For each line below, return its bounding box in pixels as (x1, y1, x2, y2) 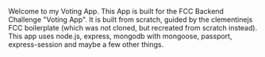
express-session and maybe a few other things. (8, 40, 164, 49)
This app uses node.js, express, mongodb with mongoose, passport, (8, 31, 232, 41)
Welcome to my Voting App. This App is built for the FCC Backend (8, 7, 225, 16)
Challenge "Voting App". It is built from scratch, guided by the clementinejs (8, 15, 253, 24)
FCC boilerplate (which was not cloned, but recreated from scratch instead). (8, 23, 258, 32)
